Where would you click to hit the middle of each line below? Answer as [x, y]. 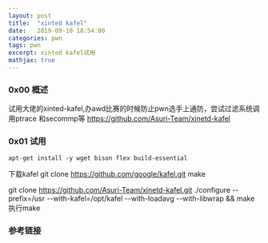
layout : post [30, 16]
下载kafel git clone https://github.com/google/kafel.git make [107, 174]
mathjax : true [32, 61]
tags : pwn [25, 46]
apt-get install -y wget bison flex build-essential [98, 158]
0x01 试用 [27, 141]
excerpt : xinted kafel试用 [52, 53]
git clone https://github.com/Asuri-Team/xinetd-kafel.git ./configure [119, 190]
